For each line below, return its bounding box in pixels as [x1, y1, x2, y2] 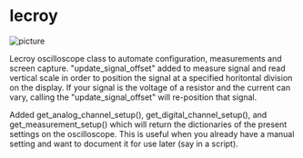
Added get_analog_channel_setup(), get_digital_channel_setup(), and [9, 109, 268, 120]
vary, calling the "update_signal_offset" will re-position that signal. [9, 92, 258, 103]
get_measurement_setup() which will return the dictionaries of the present [9, 119, 288, 130]
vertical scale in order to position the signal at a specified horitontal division [9, 72, 293, 83]
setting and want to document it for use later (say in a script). [9, 138, 238, 149]
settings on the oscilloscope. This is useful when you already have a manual [9, 128, 295, 139]
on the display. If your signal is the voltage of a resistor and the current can [9, 82, 291, 93]
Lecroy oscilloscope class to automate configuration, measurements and [9, 53, 282, 64]
